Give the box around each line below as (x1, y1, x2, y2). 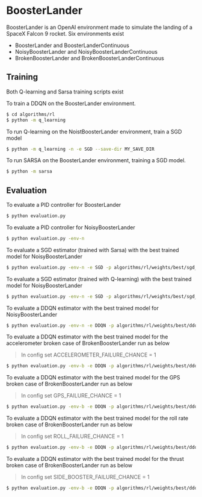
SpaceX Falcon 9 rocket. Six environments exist (6, 30, 124, 37)
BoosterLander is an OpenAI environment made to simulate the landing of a (6, 24, 192, 31)
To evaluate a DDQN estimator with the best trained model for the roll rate (6, 414, 189, 422)
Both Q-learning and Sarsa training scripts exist (6, 88, 124, 95)
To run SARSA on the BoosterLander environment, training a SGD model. (6, 157, 186, 164)
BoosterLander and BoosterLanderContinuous (14, 42, 129, 49)
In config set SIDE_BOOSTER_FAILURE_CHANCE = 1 (20, 473, 150, 481)
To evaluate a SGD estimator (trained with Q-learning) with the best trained (6, 275, 192, 282)
